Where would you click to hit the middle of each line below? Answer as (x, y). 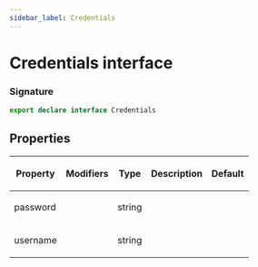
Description (177, 173)
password (35, 207)
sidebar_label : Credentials (63, 18)
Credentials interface (91, 62)
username (35, 240)
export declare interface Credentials (83, 110)
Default (228, 173)
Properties (40, 139)
